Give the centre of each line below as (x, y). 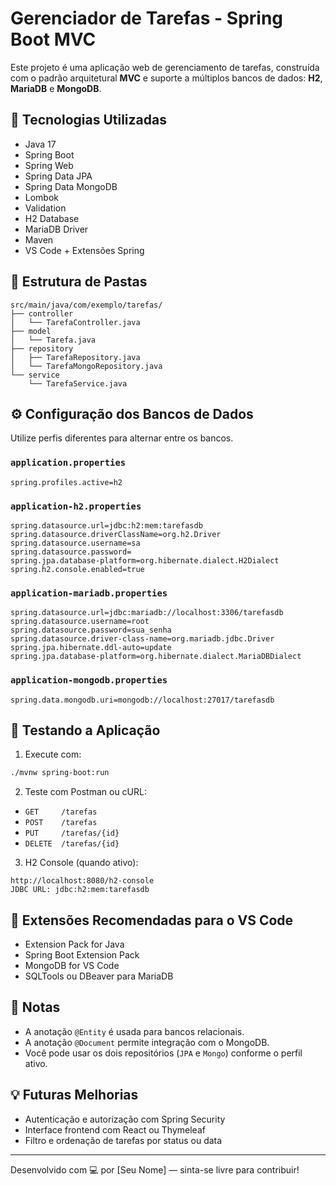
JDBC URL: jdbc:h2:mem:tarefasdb (80, 890)
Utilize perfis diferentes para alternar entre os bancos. (122, 438)
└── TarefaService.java (78, 383)
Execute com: (53, 754)
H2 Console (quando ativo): (81, 863)
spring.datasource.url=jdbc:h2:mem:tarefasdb (106, 525)
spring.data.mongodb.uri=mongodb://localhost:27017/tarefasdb (142, 700)
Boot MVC (53, 39)
